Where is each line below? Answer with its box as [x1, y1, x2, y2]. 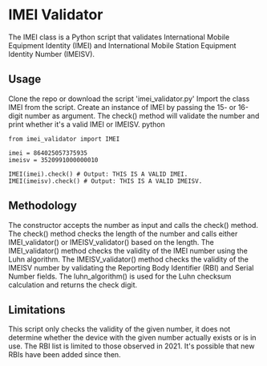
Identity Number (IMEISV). [8, 49, 95, 59]
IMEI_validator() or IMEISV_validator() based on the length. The [8, 237, 215, 246]
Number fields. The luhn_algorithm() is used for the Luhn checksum [8, 271, 232, 281]
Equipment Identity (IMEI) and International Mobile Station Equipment [8, 40, 237, 50]
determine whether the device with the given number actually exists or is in [8, 333, 257, 343]
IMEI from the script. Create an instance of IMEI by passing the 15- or [8, 102, 237, 112]
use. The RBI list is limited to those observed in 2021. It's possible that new [8, 341, 255, 351]
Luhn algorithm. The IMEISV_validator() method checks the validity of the [8, 254, 249, 264]
